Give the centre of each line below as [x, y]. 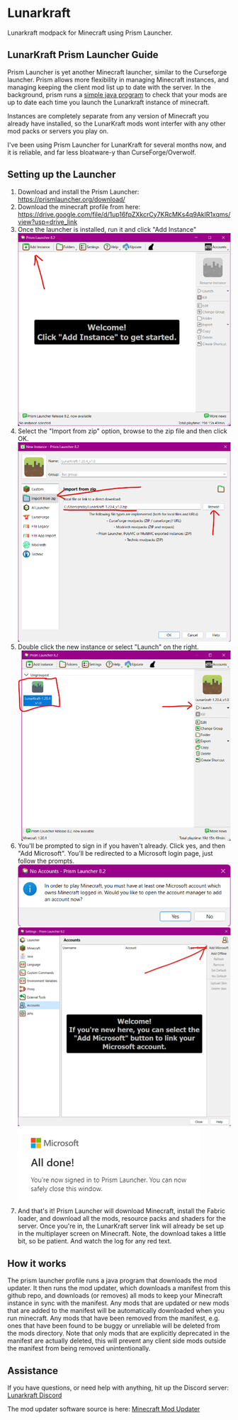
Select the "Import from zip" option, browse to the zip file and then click [123, 431]
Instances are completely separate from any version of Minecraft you [108, 116]
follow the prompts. [46, 861]
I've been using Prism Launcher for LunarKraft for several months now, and [117, 145]
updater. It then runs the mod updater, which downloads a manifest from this [119, 1288]
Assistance [33, 1371]
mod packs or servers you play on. [58, 131]
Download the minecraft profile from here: [79, 206]
